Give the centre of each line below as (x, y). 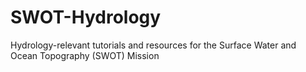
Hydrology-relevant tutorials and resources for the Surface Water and (153, 45)
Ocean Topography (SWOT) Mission (85, 55)
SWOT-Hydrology (86, 17)
